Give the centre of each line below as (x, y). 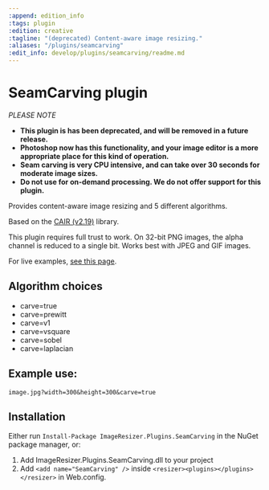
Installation (37, 416)
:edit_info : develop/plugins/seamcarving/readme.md (96, 53)
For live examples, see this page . (63, 261)
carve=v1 (35, 323)
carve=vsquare (45, 331)
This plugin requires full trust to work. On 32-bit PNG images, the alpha (126, 237)
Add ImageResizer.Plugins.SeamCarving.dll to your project (117, 460)
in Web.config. (82, 477)
